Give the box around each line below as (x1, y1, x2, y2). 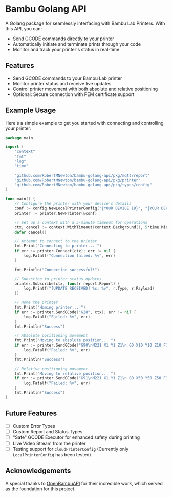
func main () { (5, 196, 36, 202)
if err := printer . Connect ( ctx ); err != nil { (14, 249, 116, 254)
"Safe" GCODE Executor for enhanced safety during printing (12, 434, 140, 441)
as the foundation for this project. (5, 486, 76, 492)
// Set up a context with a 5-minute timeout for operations (14, 220, 147, 225)
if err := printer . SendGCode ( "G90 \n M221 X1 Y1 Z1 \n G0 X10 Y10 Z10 (14, 342, 161, 348)
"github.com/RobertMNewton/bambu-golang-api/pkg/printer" (14, 178, 141, 183)
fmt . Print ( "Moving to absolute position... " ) (14, 338, 116, 343)
